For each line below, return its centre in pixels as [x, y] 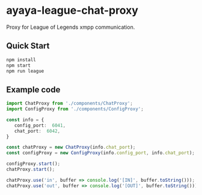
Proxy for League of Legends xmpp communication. [71, 27]
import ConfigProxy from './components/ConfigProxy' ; [75, 109]
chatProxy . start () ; [31, 169]
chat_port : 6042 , [37, 131]
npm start [19, 65]
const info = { [25, 120]
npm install [21, 60]
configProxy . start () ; [33, 164]
